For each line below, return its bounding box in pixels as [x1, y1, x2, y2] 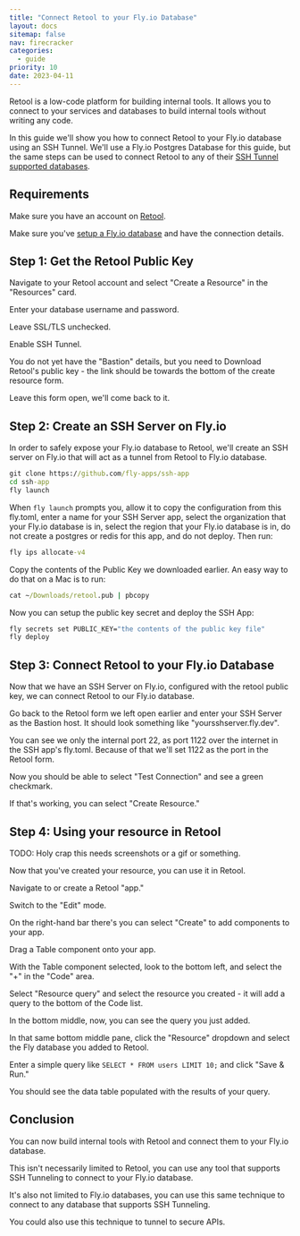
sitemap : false [9, 30, 66, 38]
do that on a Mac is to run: [9, 574, 106, 584]
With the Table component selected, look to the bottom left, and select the [9, 961, 283, 972]
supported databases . [9, 160, 91, 171]
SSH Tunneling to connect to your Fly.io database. [9, 1172, 194, 1182]
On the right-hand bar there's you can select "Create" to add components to [9, 916, 290, 927]
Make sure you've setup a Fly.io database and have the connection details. [9, 227, 284, 238]
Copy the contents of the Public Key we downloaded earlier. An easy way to [9, 564, 288, 575]
